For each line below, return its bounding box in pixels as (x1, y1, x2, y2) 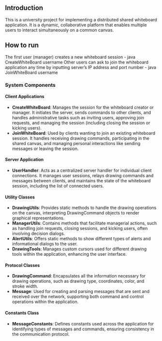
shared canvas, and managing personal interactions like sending (12, 140, 141, 146)
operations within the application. (12, 299, 79, 305)
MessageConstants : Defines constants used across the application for (12, 321, 154, 326)
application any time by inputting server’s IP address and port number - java (5, 64, 156, 70)
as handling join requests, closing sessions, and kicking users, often (12, 226, 148, 231)
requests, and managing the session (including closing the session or (12, 120, 150, 126)
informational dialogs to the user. (12, 241, 78, 247)
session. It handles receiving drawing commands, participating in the (12, 135, 150, 141)
